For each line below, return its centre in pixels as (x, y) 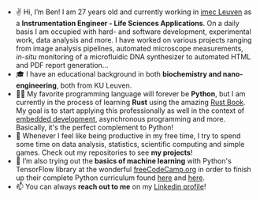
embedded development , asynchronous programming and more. (121, 119)
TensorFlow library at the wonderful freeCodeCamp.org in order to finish (134, 169)
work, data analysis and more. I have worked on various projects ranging (134, 40)
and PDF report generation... (62, 65)
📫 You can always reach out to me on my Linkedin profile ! (111, 186)
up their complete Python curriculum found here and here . (110, 178)
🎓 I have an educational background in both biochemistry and (119, 74)
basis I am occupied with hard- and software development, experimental (134, 32)
